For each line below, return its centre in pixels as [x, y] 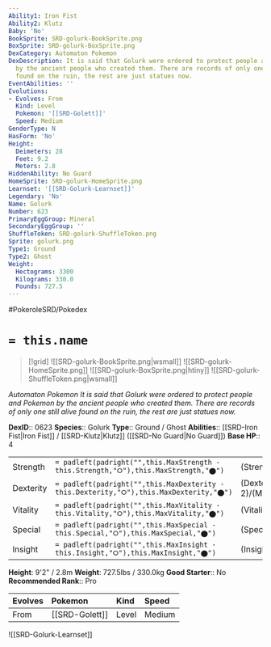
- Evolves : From [35, 99]
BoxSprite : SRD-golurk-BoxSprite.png [72, 46]
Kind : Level [36, 106]
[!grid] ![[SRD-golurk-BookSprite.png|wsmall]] [105, 362]
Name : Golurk [30, 204]
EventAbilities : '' [41, 83]
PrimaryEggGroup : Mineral [52, 219]
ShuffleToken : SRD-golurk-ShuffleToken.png [83, 234]
